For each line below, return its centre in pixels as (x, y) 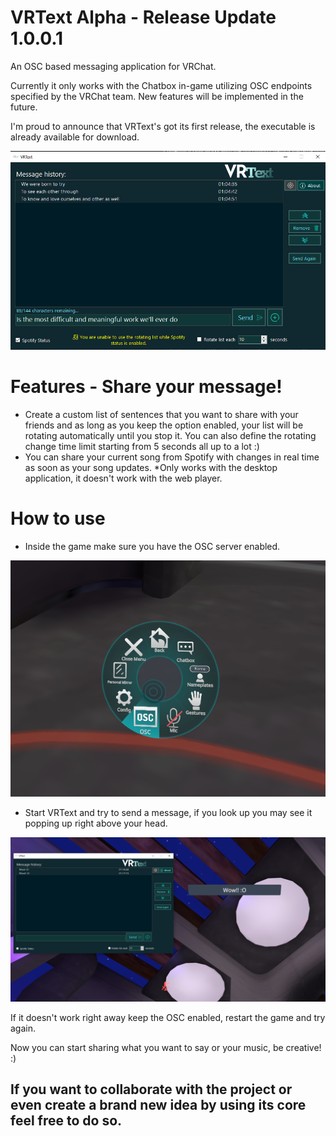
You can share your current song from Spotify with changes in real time (172, 457)
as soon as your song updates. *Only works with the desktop (151, 467)
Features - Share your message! (146, 386)
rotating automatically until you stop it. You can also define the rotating (170, 435)
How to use (58, 518)
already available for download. (75, 137)
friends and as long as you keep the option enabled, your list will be (164, 425)
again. (23, 1028)
